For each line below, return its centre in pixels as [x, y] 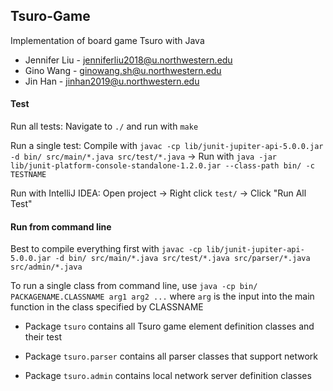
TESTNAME [28, 175]
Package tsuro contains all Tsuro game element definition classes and [169, 326]
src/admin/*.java [46, 267]
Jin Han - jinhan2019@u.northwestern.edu [112, 81]
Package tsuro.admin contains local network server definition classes [168, 376]
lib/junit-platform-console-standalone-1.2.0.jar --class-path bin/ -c [162, 166]
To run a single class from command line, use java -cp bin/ [134, 286]
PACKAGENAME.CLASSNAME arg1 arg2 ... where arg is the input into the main [162, 296]
